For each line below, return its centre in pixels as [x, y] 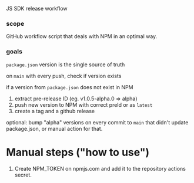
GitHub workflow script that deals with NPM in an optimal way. [82, 36]
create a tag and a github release [55, 111]
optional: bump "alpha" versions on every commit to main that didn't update [97, 122]
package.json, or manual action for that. [54, 128]
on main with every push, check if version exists [64, 76]
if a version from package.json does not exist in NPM [70, 87]
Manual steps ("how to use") [78, 152]
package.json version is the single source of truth [66, 65]
